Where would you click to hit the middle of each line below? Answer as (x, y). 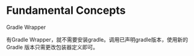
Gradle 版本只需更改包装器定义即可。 (52, 47)
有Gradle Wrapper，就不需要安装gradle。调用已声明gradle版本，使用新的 (97, 39)
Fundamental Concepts (66, 11)
